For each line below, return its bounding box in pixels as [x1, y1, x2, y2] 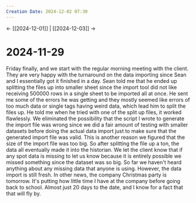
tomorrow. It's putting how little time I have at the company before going [6, 177, 181, 184]
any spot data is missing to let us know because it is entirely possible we [6, 152, 182, 159]
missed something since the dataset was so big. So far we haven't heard [6, 158, 182, 165]
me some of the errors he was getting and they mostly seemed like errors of [6, 96, 191, 103]
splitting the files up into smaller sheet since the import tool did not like [6, 84, 177, 91]
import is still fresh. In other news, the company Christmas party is [6, 171, 167, 178]
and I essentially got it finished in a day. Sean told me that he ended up [6, 77, 177, 84]
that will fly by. [6, 189, 41, 197]
